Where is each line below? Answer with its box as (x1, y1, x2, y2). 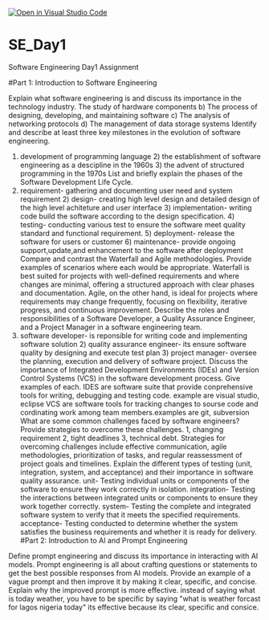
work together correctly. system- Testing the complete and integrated (19, 501, 251, 511)
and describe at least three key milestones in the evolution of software (8, 127, 241, 137)
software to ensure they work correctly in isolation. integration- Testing (19, 484, 255, 494)
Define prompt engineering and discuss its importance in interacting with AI (8, 551, 259, 561)
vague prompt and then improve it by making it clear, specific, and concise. (8, 577, 258, 586)
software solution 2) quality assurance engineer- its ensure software (19, 339, 247, 349)
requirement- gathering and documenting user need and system (19, 186, 233, 195)
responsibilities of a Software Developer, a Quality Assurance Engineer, (19, 313, 255, 323)
